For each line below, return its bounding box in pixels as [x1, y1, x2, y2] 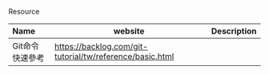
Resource [8, 7, 40, 16]
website [113, 25, 145, 37]
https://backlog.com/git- [54, 41, 148, 52]
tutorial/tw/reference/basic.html [54, 51, 175, 62]
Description [211, 25, 257, 37]
